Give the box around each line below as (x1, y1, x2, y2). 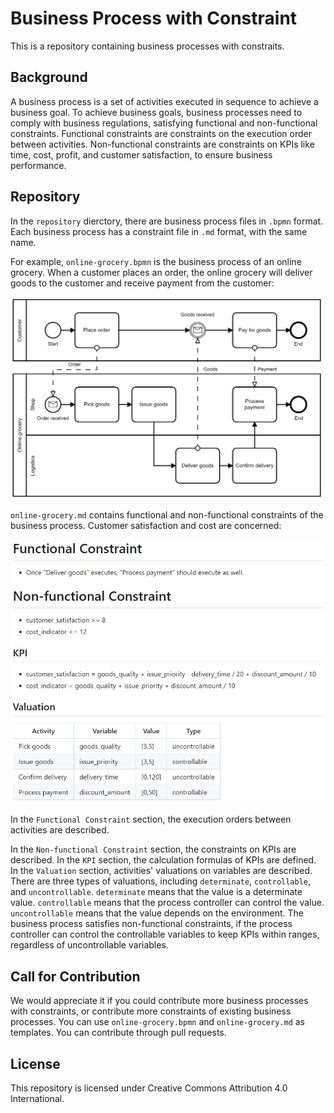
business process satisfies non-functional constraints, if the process (10, 918, 293, 930)
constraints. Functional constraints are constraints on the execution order (10, 127, 312, 139)
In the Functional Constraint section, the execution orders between (10, 813, 292, 826)
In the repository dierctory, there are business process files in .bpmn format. (10, 215, 324, 227)
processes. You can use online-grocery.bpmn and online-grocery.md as (10, 1016, 306, 1028)
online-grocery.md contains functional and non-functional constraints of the (10, 509, 324, 521)
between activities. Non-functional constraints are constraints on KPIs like (10, 138, 315, 150)
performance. (10, 159, 67, 171)
